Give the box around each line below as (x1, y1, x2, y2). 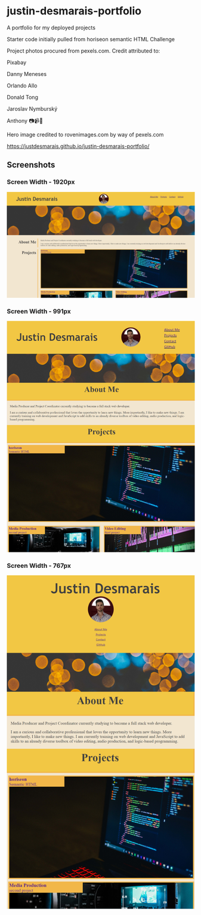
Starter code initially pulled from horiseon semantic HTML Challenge (7, 35, 175, 42)
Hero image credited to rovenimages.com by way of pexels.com (7, 130, 164, 138)
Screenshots (7, 160, 55, 170)
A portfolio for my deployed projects (7, 24, 96, 31)
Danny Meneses (7, 70, 47, 77)
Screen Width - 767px (7, 561, 71, 570)
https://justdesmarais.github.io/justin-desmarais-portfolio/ (7, 142, 150, 150)
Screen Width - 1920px (7, 178, 75, 186)
